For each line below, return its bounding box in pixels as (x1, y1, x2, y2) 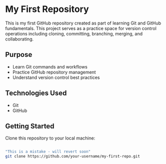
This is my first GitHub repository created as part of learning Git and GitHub (5, 20, 161, 26)
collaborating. (5, 36, 34, 42)
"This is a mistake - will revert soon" (5, 149, 91, 154)
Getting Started (5, 121, 55, 130)
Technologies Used (5, 89, 67, 97)
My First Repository (5, 3, 89, 15)
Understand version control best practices (12, 74, 100, 80)
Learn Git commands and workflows (12, 63, 88, 69)
